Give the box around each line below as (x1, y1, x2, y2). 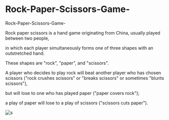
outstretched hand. (5, 50, 45, 56)
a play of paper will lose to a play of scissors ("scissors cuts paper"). (5, 99, 148, 106)
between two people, (5, 35, 49, 41)
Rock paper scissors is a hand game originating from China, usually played (5, 30, 160, 36)
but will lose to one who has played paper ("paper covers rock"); (5, 90, 140, 96)
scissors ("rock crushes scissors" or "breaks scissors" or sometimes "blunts (5, 75, 164, 81)
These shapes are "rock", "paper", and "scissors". (5, 60, 109, 66)
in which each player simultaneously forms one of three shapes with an (5, 45, 154, 51)
